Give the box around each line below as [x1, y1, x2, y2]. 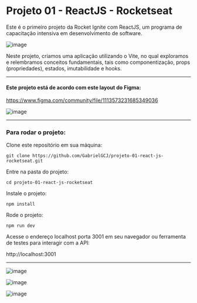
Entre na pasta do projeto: [6, 168, 69, 175]
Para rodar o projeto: [6, 128, 66, 137]
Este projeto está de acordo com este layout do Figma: [6, 84, 141, 91]
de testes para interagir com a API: [6, 239, 90, 247]
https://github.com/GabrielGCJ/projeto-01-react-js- [32, 153, 164, 159]
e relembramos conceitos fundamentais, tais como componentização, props [6, 59, 191, 66]
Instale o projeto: [6, 190, 47, 197]
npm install [6, 201, 35, 207]
